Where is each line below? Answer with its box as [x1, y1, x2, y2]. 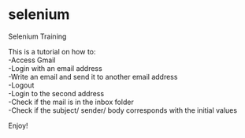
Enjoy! [8, 121, 29, 130]
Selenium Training [8, 32, 67, 41]
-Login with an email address [8, 63, 102, 73]
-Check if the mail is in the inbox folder [8, 97, 134, 106]
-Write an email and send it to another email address [8, 72, 178, 81]
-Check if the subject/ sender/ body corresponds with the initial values [8, 105, 238, 115]
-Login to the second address [8, 88, 105, 98]
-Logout [8, 80, 35, 90]
